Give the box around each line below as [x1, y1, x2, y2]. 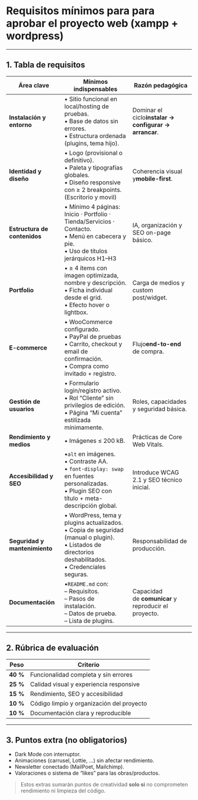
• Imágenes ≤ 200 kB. [64, 436, 126, 445]
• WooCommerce [64, 318, 113, 326]
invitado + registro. [64, 369, 117, 377]
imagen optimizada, [64, 271, 119, 279]
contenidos [9, 232, 42, 240]
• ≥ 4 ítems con [64, 264, 107, 272]
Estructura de [9, 224, 48, 233]
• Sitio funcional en [64, 94, 118, 103]
